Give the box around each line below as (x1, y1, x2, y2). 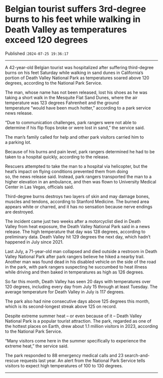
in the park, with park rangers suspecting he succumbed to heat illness (5, 264, 147, 270)
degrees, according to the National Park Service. (5, 80, 103, 86)
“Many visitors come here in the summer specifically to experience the (5, 338, 147, 343)
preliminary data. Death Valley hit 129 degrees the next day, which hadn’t (5, 234, 151, 239)
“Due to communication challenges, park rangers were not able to (5, 119, 137, 125)
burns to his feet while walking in (5, 14, 141, 25)
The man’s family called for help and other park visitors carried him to (5, 134, 144, 140)
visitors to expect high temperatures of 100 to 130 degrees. (5, 362, 123, 368)
